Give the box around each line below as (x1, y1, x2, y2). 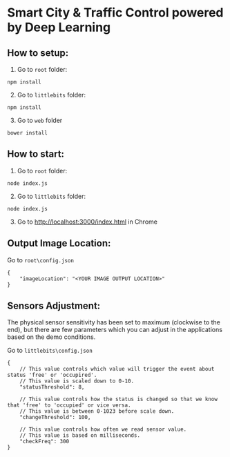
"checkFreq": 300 (19, 438, 70, 445)
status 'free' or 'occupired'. (7, 371, 97, 379)
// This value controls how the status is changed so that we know (19, 396, 218, 403)
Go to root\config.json (7, 255, 75, 264)
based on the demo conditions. (7, 333, 96, 341)
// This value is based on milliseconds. (19, 432, 140, 439)
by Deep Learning (7, 19, 111, 35)
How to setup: (7, 47, 69, 59)
